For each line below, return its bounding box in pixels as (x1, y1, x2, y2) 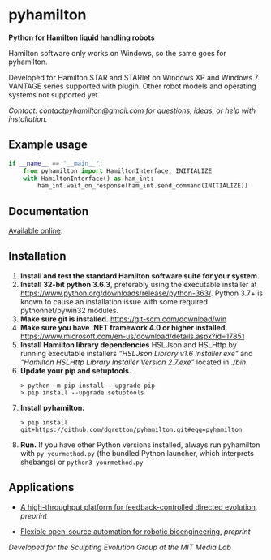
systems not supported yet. (8, 89, 101, 99)
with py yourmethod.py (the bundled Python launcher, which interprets (19, 448, 254, 458)
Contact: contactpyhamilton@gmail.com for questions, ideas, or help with (8, 106, 256, 115)
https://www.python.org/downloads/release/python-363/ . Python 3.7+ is (19, 288, 264, 298)
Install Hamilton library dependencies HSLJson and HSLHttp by (19, 339, 237, 350)
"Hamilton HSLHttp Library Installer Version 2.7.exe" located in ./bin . (19, 357, 249, 367)
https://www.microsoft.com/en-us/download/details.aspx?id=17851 (19, 331, 245, 341)
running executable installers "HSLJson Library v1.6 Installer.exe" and (19, 348, 253, 358)
